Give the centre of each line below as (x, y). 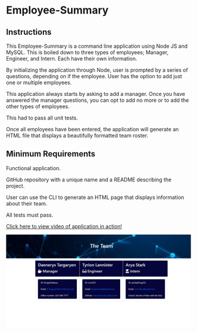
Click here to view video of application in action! (64, 226)
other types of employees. (38, 106)
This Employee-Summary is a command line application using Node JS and (97, 46)
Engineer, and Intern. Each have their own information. (72, 59)
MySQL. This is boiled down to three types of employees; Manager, (87, 52)
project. (16, 185)
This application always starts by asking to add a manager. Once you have (96, 94)
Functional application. (33, 168)
